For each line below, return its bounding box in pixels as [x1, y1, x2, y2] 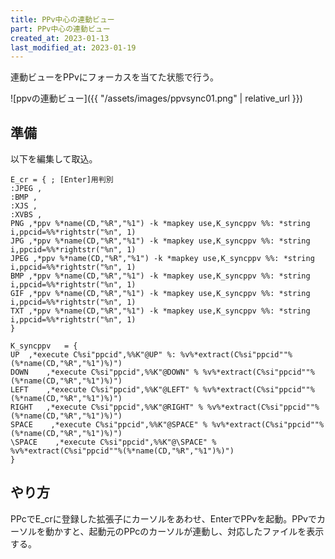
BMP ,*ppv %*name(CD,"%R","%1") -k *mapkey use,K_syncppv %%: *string [10, 271, 311, 281]
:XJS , [10, 201, 38, 211]
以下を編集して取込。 [10, 153, 98, 165]
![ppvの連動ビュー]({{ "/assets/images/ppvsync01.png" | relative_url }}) [10, 92, 303, 105]
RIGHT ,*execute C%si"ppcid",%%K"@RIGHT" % [10, 402, 203, 413]
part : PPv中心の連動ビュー [10, 24, 111, 34]
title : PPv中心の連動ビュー [10, 14, 115, 25]
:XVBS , [10, 210, 43, 220]
